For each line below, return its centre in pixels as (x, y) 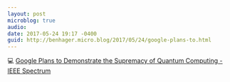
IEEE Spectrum (29, 71)
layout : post (27, 14)
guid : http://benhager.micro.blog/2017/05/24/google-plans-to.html (110, 40)
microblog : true (31, 20)
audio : (17, 27)
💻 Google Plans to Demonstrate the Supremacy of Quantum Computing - (115, 61)
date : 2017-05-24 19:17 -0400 (52, 34)
